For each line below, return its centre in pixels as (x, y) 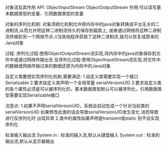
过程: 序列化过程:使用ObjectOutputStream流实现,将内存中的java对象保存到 (81, 53)
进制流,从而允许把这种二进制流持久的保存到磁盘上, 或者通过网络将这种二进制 (83, 30)
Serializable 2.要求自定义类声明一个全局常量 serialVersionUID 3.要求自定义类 (83, 83)
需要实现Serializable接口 (34, 95)
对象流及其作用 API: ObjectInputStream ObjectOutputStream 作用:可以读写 (81, 7)
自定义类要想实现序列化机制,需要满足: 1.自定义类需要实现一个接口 (72, 76)
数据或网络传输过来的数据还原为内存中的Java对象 (60, 66)
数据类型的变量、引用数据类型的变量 (46, 13)
